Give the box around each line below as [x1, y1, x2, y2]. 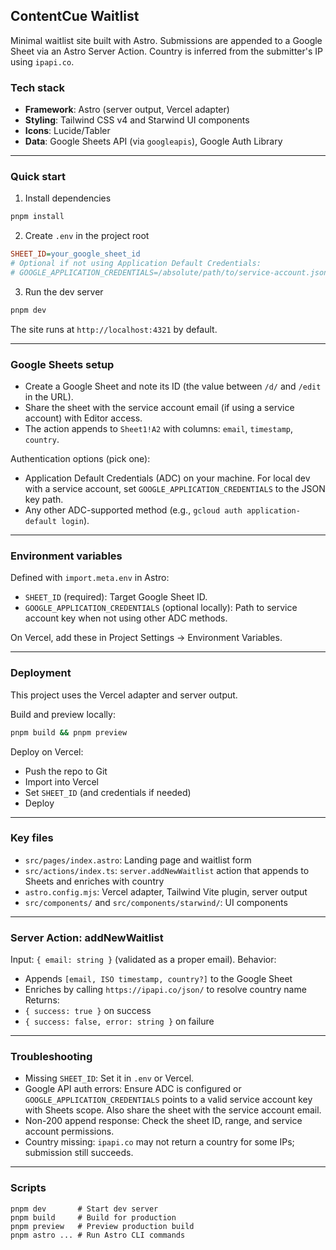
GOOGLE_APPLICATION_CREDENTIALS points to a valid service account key [24, 1094, 313, 1106]
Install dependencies [24, 192, 112, 204]
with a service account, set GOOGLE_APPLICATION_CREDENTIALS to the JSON [24, 483, 326, 495]
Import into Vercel [24, 775, 99, 788]
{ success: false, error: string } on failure [24, 1015, 215, 1028]
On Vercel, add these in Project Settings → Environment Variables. [10, 632, 283, 644]
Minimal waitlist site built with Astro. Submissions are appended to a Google [10, 34, 323, 46]
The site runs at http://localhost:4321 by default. [10, 323, 218, 335]
